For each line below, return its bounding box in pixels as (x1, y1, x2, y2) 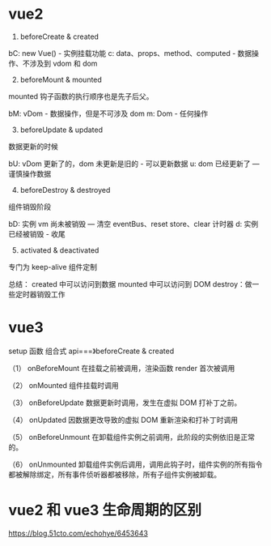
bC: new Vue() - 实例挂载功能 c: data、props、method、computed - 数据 (8, 48, 252, 58)
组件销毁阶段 (8, 202, 51, 211)
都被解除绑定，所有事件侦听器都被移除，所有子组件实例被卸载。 (8, 469, 221, 479)
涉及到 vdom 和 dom (29, 58, 98, 68)
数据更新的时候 (8, 141, 58, 151)
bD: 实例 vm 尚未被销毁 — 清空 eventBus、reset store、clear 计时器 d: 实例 (8, 219, 259, 228)
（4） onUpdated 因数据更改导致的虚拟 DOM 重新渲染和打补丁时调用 (8, 415, 239, 424)
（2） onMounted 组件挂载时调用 (8, 380, 119, 390)
